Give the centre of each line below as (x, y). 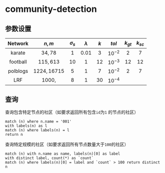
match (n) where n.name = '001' (38, 122)
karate (18, 53)
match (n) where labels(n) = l (37, 130)
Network (18, 43)
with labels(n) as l (26, 126)
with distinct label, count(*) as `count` (49, 158)
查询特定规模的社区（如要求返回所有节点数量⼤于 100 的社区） (67, 144)
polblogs (18, 71)
